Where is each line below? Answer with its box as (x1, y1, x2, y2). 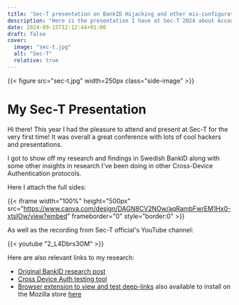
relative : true (14, 57, 59, 64)
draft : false (7, 30, 46, 38)
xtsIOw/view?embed (7, 212, 68, 220)
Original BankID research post (17, 267, 106, 275)
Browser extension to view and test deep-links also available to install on (17, 282, 231, 291)
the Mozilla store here (17, 289, 82, 298)
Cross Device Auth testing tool (17, 274, 107, 283)
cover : (7, 37, 27, 44)
